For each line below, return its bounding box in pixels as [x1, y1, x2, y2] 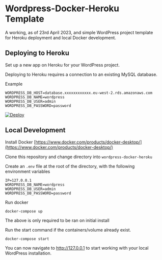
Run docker [5, 199, 28, 205]
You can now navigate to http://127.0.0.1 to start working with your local [5, 245, 149, 251]
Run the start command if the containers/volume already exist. [5, 227, 131, 233]
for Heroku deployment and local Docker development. [5, 35, 116, 41]
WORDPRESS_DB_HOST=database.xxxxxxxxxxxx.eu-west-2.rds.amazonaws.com [5, 90, 153, 95]
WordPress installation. [5, 250, 52, 256]
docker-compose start [5, 236, 50, 241]
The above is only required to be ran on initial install [5, 217, 109, 223]
